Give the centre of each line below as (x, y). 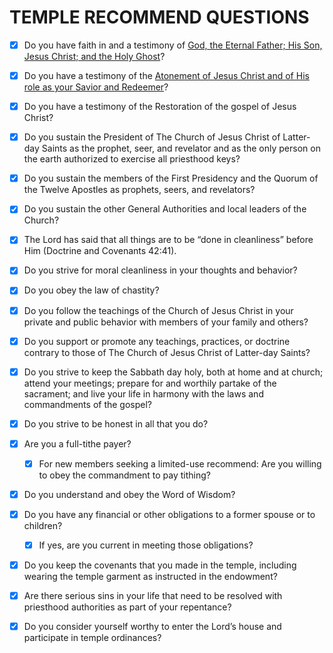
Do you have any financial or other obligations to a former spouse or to (169, 514)
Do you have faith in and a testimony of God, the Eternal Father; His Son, (173, 45)
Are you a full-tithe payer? (77, 443)
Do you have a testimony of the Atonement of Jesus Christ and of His (166, 75)
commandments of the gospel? (88, 404)
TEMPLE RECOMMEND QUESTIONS (159, 17)
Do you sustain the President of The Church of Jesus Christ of (152, 137)
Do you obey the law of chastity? (91, 290)
